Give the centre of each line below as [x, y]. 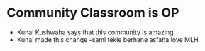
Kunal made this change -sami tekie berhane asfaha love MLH [108, 39]
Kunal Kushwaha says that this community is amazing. [96, 32]
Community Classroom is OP [93, 13]
